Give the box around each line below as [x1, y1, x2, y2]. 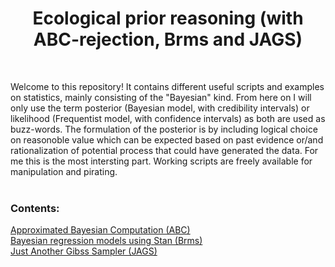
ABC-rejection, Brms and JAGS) [33, 28, 303, 51]
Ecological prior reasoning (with [32, 7, 304, 30]
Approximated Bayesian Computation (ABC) [10, 224, 191, 236]
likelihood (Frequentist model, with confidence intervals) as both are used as [10, 112, 326, 124]
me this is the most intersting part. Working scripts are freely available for [10, 155, 313, 167]
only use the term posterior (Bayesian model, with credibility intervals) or [10, 102, 310, 114]
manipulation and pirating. [10, 165, 118, 177]
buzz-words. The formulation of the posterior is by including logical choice [10, 123, 318, 135]
